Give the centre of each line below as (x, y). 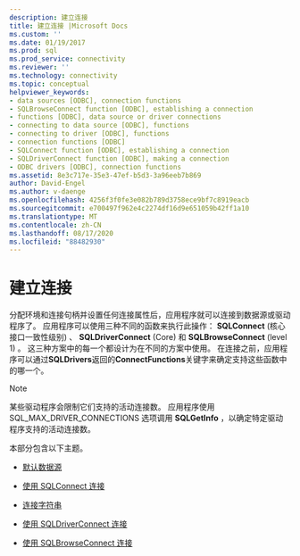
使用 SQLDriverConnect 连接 (75, 524)
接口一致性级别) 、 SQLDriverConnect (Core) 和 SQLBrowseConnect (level (148, 337)
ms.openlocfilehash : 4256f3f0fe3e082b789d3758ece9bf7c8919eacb (129, 200)
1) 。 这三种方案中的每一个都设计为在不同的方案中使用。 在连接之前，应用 (145, 348)
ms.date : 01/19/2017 (48, 42)
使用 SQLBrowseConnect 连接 (77, 543)
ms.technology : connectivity (63, 76)
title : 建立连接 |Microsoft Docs (69, 26)
